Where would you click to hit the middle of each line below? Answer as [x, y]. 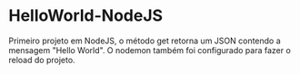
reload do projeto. [42, 60]
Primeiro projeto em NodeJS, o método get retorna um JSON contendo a [145, 41]
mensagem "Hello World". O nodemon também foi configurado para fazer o [150, 50]
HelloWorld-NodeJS [86, 16]
